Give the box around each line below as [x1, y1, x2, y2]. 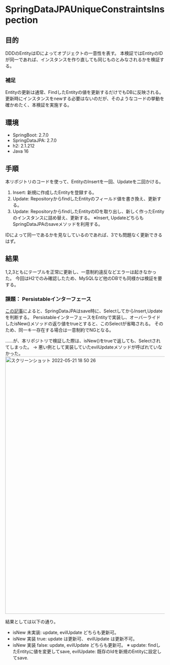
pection [5, 14, 38, 26]
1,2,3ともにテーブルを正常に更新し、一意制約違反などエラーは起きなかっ [5, 269, 157, 275]
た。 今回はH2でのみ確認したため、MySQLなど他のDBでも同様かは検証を [5, 275, 158, 281]
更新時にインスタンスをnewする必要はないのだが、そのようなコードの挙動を [5, 95, 164, 102]
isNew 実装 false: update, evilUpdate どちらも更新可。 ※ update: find [12, 642, 156, 648]
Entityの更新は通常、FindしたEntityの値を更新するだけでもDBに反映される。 [5, 89, 164, 95]
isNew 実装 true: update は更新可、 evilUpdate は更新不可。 [12, 636, 138, 642]
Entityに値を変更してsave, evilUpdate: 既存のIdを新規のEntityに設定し [17, 648, 162, 655]
